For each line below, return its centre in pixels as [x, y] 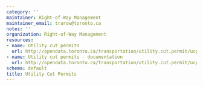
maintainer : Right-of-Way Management [54, 18]
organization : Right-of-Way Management [56, 35]
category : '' [23, 12]
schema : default [27, 68]
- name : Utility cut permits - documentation [64, 57]
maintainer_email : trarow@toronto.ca [54, 23]
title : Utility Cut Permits [42, 74]
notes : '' [19, 29]
